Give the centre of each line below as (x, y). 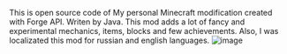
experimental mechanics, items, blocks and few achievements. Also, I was (144, 31)
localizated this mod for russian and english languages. (110, 40)
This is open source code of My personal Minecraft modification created (141, 13)
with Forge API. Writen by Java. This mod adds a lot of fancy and (127, 22)
